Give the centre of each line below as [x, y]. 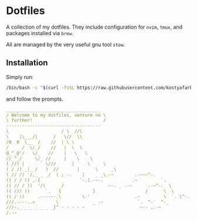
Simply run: [20, 77]
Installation [27, 63]
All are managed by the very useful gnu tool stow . [65, 44]
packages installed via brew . [40, 33]
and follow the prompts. [35, 99]
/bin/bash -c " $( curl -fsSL [40, 88]
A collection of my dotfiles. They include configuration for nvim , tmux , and [94, 27]
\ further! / [56, 120]
